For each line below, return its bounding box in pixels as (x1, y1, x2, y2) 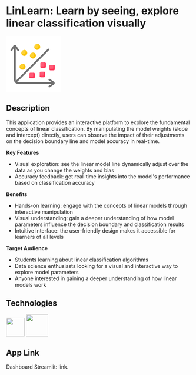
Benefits (6, 190, 28, 198)
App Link (6, 347, 39, 357)
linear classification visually (6, 16, 147, 30)
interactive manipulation (14, 208, 74, 215)
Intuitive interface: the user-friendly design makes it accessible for (14, 227, 176, 234)
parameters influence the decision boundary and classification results (14, 221, 184, 228)
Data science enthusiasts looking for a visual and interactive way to (14, 262, 178, 269)
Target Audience (6, 244, 48, 251)
